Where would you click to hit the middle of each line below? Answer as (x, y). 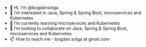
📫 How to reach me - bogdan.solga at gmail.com (60, 39)
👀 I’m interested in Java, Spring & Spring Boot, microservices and (75, 13)
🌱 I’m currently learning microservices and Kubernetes (65, 23)
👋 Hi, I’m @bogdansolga (34, 8)
